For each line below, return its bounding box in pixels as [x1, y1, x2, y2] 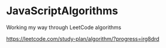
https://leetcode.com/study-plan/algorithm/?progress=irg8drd [6, 35, 160, 42]
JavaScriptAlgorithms [6, 4, 119, 18]
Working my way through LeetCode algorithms [6, 24, 122, 31]
